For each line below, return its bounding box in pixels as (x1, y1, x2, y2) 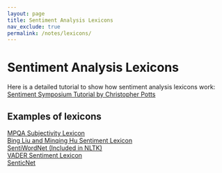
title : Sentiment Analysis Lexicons (7, 17, 113, 24)
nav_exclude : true (7, 23, 61, 30)
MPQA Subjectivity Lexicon (7, 129, 86, 137)
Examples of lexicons (7, 110, 102, 122)
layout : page (7, 10, 45, 17)
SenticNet (7, 158, 36, 167)
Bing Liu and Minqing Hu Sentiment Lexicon (7, 137, 133, 144)
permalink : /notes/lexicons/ (7, 29, 92, 37)
